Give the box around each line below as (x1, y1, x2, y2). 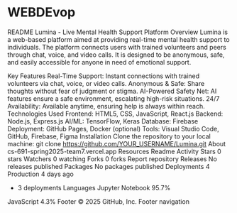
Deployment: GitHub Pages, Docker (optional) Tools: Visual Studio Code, (7, 124, 219, 133)
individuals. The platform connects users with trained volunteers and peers (7, 43, 227, 51)
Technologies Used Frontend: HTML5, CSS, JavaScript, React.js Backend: (7, 109, 224, 118)
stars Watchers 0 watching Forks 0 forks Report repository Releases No (7, 154, 218, 163)
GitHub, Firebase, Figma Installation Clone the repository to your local (7, 132, 211, 141)
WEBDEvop (7, 4, 76, 21)
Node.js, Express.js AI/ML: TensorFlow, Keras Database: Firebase (7, 116, 199, 125)
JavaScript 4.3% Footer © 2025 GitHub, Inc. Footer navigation (7, 197, 190, 206)
